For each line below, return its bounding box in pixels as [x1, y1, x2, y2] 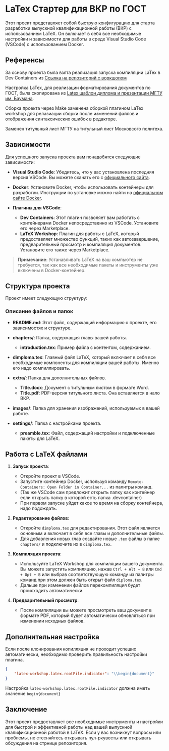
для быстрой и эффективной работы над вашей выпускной [5, 724, 133, 730]
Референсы [5, 56, 44, 65]
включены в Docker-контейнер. [17, 267, 86, 273]
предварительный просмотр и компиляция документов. [20, 241, 142, 247]
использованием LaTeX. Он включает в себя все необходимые [5, 30, 141, 36]
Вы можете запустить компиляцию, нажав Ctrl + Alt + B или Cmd [20, 566, 162, 572]
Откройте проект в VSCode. [20, 473, 81, 479]
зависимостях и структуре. [12, 325, 72, 331]
